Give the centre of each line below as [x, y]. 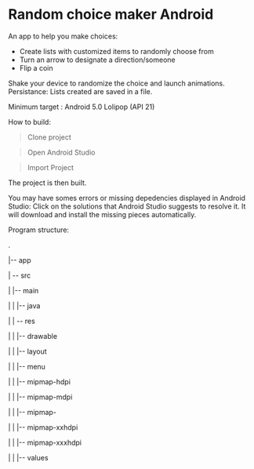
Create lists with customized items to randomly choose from [116, 51]
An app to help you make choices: [63, 36]
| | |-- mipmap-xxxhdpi [45, 442]
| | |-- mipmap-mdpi [40, 397]
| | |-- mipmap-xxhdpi [43, 427]
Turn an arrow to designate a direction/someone [98, 60]
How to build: [29, 122]
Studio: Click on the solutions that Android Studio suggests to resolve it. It [127, 206]
